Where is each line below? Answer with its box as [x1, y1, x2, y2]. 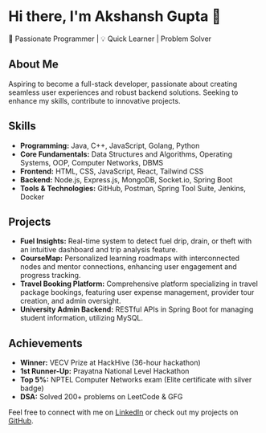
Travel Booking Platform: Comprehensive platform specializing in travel [19, 279, 259, 288]
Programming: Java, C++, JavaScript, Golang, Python [19, 141, 200, 150]
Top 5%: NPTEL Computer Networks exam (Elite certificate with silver [19, 375, 252, 385]
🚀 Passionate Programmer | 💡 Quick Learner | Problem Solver [8, 34, 211, 43]
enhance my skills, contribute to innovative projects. [8, 96, 181, 105]
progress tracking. [19, 271, 81, 280]
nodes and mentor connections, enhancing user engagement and [19, 262, 237, 272]
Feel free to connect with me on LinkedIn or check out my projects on [8, 407, 239, 417]
